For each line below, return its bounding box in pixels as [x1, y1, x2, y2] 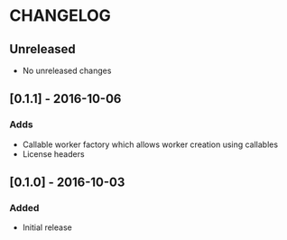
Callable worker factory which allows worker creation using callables [22, 139, 278, 150]
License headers [22, 148, 85, 159]
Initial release [22, 222, 72, 233]
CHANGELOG [9, 5, 111, 26]
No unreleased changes [22, 65, 112, 76]
